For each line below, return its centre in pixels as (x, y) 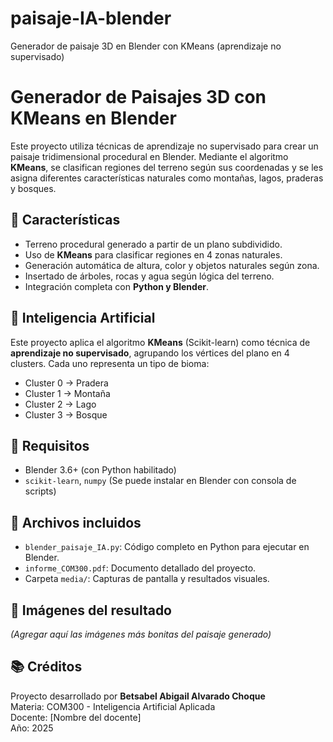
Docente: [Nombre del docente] (76, 717)
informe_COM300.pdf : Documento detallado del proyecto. (140, 568)
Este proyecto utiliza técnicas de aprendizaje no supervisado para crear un (164, 146)
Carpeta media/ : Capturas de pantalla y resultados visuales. (147, 579)
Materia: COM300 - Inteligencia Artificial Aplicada (113, 706)
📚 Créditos (46, 667)
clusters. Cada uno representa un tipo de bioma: (110, 363)
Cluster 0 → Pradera (66, 383)
